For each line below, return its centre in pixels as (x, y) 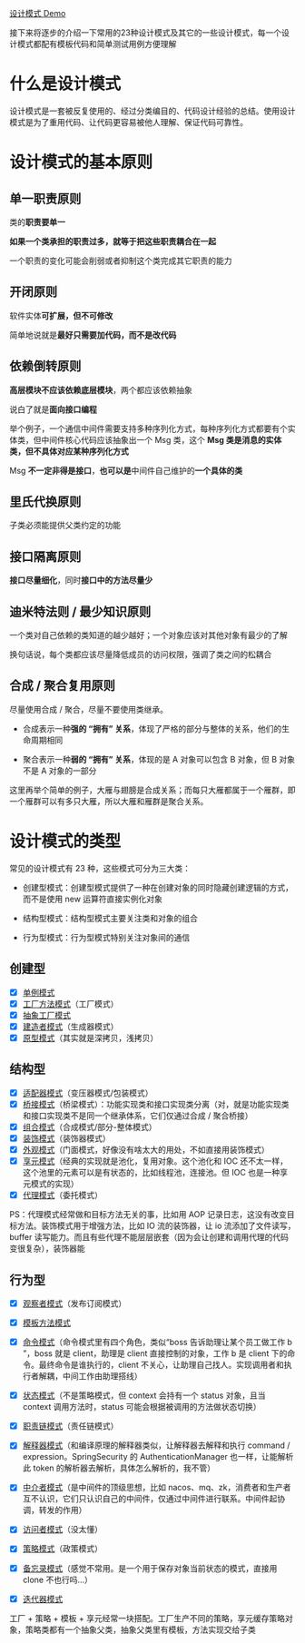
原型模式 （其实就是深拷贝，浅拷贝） (90, 1038)
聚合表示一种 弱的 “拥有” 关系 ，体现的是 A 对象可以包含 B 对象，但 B (150, 759)
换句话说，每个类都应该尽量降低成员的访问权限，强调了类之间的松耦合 (141, 654)
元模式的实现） (50, 1184)
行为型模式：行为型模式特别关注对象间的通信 (106, 937)
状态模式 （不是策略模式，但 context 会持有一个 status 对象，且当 (144, 1395)
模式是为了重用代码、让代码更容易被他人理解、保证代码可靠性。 (128, 122)
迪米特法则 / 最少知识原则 (80, 611)
